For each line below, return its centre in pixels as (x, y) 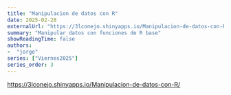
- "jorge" (23, 52)
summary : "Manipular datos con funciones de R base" (84, 33)
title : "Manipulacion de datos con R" (63, 13)
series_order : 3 (30, 65)
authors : (20, 45)
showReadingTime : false (41, 39)
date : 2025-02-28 (32, 20)
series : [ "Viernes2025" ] (43, 59)
